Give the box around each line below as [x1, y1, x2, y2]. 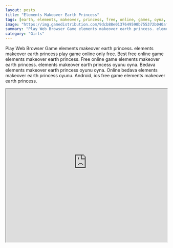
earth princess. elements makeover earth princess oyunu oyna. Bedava [5, 62, 156, 67]
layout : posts [5, 7, 36, 13]
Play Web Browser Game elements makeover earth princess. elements [5, 46, 154, 51]
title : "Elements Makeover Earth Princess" [5, 12, 100, 17]
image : [5, 21, 19, 27]
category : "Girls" [5, 31, 45, 36]
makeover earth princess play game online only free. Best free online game [5, 51, 164, 57]
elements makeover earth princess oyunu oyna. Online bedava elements [5, 67, 158, 73]
